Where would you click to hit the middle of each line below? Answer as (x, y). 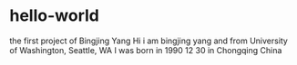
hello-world (55, 16)
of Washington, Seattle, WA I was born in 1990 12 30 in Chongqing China (146, 50)
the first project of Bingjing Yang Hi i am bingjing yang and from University (149, 41)
